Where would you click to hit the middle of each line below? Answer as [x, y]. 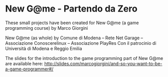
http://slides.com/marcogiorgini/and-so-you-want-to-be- [103, 63]
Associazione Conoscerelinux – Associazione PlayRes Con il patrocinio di [81, 43]
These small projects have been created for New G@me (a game [72, 23]
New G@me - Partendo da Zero [71, 9]
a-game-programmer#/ [29, 69]
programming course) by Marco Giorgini [47, 28]
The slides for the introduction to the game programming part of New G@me [84, 58]
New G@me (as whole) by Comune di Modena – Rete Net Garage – [74, 38]
